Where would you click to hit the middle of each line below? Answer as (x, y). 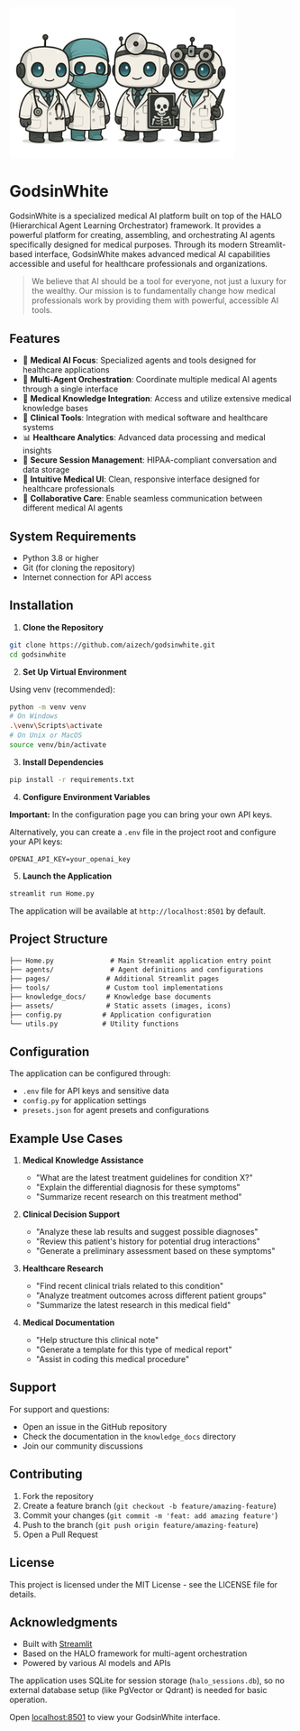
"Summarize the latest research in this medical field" (133, 1305)
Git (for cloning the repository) (79, 567)
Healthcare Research (63, 1268)
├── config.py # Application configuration (110, 1015)
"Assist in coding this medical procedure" (113, 1359)
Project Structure (59, 939)
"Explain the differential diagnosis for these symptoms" (138, 1187)
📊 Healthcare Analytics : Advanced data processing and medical (144, 437)
